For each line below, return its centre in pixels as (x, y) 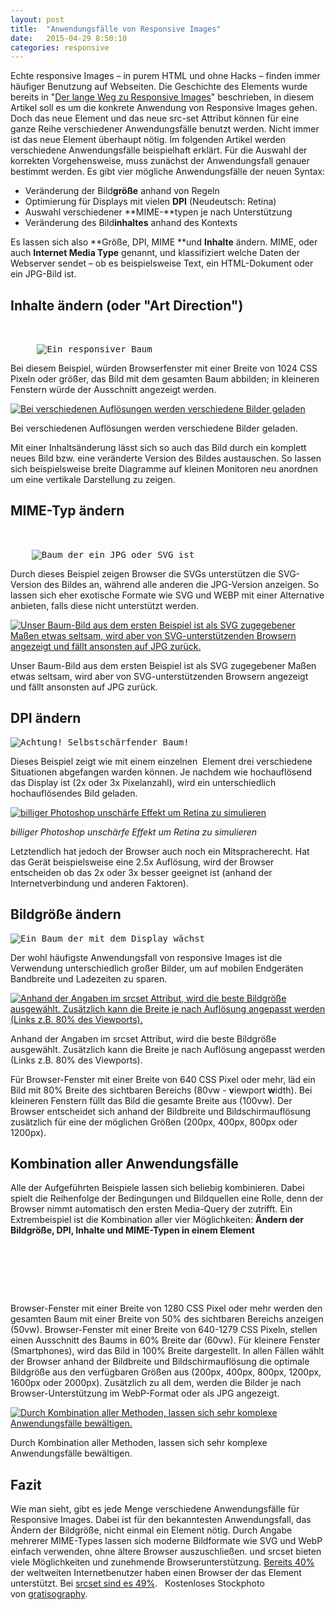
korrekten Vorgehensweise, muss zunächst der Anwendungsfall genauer (160, 161)
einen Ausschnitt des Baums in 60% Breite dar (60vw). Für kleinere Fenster (165, 1340)
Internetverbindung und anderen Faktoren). (99, 883)
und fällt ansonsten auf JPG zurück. (84, 687)
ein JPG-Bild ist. (43, 274)
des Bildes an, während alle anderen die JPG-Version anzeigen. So (181, 584)
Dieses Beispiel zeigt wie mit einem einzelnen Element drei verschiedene (161, 761)
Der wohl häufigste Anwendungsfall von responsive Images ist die (146, 957)
